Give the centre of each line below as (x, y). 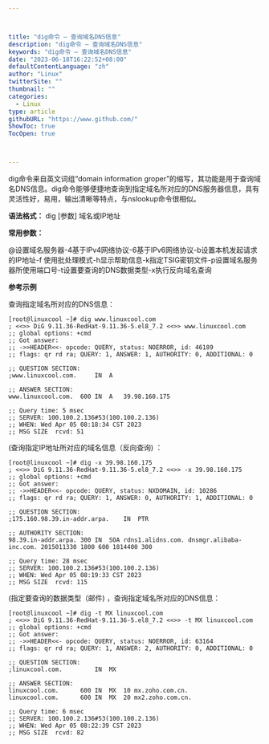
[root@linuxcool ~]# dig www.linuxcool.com (82, 319)
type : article (32, 112)
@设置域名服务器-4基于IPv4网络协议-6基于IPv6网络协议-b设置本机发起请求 (133, 250)
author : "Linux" (35, 74)
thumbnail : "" (32, 89)
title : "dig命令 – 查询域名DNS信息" (65, 37)
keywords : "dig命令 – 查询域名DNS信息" (70, 52)
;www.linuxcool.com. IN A (61, 376)
